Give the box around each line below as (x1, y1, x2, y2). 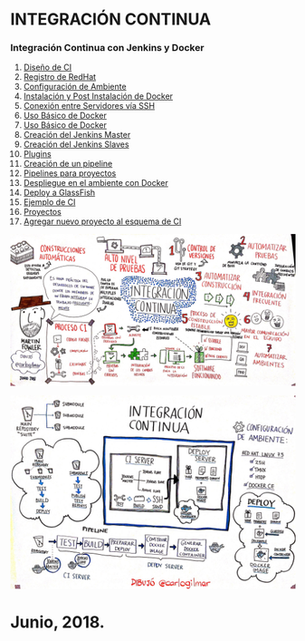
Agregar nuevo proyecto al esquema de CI (23, 216, 182, 227)
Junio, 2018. (10, 612, 105, 633)
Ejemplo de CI (23, 197, 76, 208)
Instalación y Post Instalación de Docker (23, 91, 174, 102)
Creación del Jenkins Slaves (23, 139, 129, 150)
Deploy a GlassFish (23, 187, 96, 199)
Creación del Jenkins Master (23, 130, 131, 141)
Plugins (23, 149, 52, 160)
